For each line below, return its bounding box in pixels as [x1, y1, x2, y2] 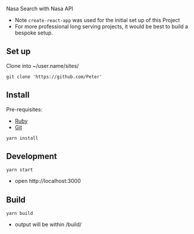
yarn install [6, 135, 39, 141]
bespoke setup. [14, 29, 54, 36]
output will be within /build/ [14, 221, 82, 228]
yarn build [6, 211, 33, 217]
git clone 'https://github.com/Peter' [6, 74, 102, 80]
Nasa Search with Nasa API [6, 5, 73, 12]
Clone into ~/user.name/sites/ [6, 62, 79, 69]
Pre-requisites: [6, 105, 43, 113]
